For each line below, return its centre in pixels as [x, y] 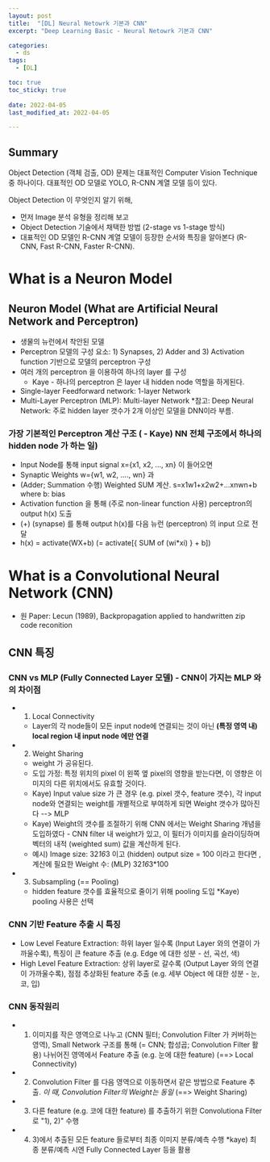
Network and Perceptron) [74, 321]
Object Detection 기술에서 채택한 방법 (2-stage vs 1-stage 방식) [123, 228]
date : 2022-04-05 [37, 105]
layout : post [30, 16]
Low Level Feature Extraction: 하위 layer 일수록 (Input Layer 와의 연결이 [136, 943]
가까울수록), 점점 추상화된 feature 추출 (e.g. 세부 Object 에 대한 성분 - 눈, [144, 974]
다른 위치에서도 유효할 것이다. [100, 783]
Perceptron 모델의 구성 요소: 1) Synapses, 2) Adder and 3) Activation [132, 352]
